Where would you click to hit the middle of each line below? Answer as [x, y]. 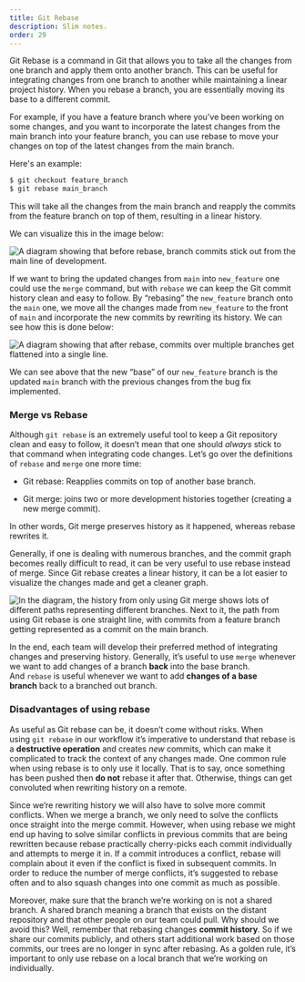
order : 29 [28, 35]
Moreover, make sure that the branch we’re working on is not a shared [141, 900]
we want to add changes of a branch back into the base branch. [130, 667]
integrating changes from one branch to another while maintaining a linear [148, 80]
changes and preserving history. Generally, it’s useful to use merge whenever [152, 657]
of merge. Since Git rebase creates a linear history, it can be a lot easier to [149, 573]
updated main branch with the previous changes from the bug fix [131, 382]
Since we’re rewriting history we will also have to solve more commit [137, 805]
